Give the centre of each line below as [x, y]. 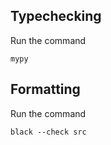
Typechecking [56, 16]
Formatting [45, 89]
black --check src [48, 132]
